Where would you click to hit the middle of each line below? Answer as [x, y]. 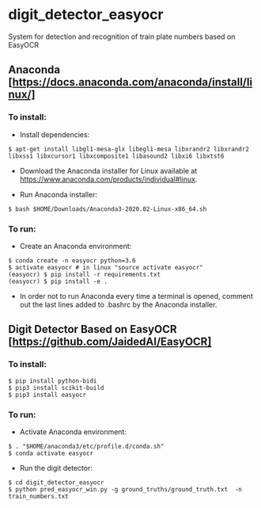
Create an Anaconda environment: [76, 246]
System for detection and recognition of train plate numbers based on [122, 36]
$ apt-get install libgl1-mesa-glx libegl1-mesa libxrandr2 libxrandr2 [129, 149]
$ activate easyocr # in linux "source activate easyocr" [106, 267]
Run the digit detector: [56, 468]
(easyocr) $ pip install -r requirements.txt [84, 274]
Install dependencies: [55, 134]
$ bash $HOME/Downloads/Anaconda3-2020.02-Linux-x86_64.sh [108, 209]
